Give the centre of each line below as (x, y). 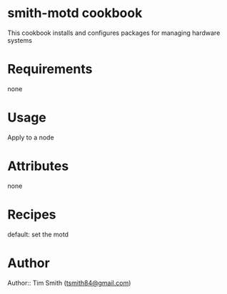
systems (20, 40)
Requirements (50, 69)
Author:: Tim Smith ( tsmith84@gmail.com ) (69, 283)
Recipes (32, 214)
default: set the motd (38, 234)
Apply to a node (31, 137)
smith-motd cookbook (75, 13)
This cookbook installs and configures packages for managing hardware (114, 33)
